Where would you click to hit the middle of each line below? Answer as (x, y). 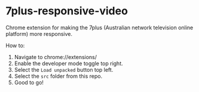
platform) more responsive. (39, 33)
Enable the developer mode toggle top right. (68, 63)
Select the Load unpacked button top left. (64, 69)
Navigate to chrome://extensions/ (55, 57)
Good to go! (29, 82)
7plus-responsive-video (67, 11)
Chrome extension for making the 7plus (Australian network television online (99, 27)
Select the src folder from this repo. (58, 76)
